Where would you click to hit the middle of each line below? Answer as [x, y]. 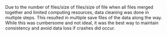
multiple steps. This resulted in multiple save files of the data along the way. [84, 18]
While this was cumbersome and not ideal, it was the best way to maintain [82, 23]
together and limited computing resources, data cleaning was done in [77, 12]
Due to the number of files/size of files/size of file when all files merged [79, 7]
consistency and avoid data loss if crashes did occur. [60, 28]
